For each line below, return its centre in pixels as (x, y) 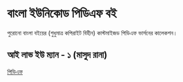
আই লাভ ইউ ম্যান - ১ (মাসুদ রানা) (57, 55)
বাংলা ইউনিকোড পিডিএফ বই (62, 13)
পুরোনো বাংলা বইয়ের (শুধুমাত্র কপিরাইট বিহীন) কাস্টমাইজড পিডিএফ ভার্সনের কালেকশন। (92, 32)
